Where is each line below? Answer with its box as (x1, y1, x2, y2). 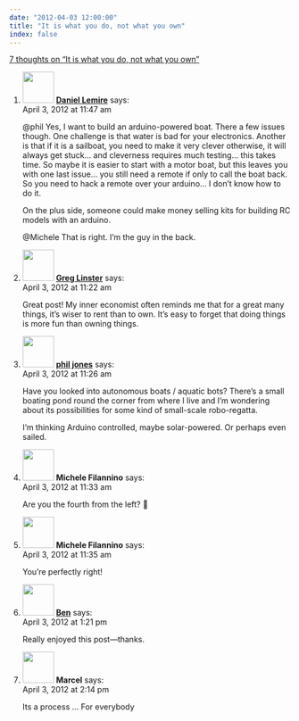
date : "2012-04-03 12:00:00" (9, 12, 118, 22)
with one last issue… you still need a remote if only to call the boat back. (21, 169, 288, 179)
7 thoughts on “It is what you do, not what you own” (9, 54, 200, 65)
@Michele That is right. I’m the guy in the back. (21, 232, 196, 243)
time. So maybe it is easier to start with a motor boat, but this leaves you (21, 160, 288, 170)
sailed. (21, 432, 47, 443)
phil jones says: (55, 359, 114, 370)
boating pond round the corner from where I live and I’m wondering (21, 395, 270, 406)
